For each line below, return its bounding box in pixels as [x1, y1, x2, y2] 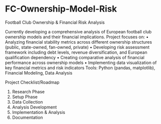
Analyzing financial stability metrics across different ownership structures [5, 39, 152, 45]
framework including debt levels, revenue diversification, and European [5, 49, 147, 55]
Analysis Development [12, 104, 57, 110]
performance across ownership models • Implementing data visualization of [5, 60, 157, 65]
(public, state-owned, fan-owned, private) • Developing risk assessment [5, 44, 150, 50]
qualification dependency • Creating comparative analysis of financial [5, 54, 145, 60]
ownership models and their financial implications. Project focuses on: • [5, 34, 149, 40]
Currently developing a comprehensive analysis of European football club [5, 29, 152, 34]
